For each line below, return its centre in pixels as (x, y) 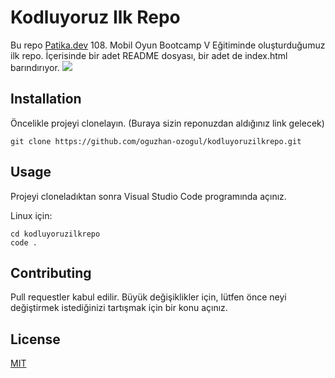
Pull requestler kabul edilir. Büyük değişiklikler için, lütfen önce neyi (148, 297)
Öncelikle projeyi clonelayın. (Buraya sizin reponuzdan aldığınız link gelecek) (167, 123)
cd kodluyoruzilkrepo (55, 234)
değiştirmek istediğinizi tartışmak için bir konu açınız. (119, 308)
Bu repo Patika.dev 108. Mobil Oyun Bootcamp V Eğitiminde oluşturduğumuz (168, 45)
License (35, 339)
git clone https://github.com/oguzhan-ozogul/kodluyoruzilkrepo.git (156, 141)
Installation (46, 99)
